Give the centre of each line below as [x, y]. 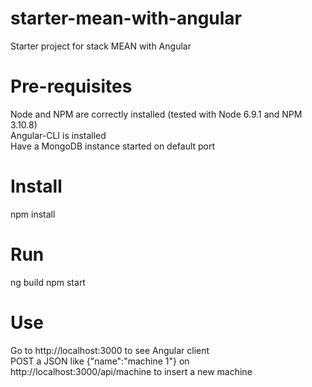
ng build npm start [48, 282]
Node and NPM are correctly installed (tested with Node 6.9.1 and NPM [156, 114]
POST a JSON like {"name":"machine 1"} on [100, 361]
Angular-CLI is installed [58, 135]
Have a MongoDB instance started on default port [113, 146]
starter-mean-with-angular [126, 18]
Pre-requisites [71, 86]
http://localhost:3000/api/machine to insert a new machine [131, 371]
